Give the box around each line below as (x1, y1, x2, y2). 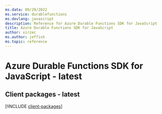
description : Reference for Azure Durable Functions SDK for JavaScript (5, 21, 158, 26)
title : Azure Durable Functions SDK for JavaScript (5, 26, 113, 30)
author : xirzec (5, 30, 36, 35)
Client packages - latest (5, 90, 80, 99)
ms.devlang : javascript (5, 16, 54, 21)
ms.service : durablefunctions (5, 12, 67, 17)
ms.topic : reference (5, 39, 48, 44)
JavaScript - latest (5, 71, 82, 82)
